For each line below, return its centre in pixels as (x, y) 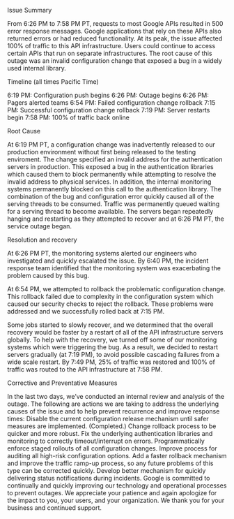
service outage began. (39, 226)
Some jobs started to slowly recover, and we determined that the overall (110, 325)
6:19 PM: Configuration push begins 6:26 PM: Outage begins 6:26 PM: (108, 95)
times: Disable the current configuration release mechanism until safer (108, 419)
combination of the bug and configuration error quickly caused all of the (111, 196)
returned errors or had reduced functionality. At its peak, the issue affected (115, 38)
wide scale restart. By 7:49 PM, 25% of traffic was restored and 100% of (111, 362)
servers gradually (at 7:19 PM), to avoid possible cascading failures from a (114, 354)
